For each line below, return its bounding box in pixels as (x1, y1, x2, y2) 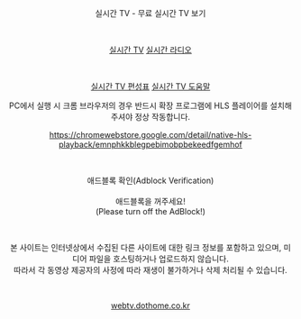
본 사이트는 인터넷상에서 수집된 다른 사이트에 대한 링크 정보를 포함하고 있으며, (9, 242, 282, 252)
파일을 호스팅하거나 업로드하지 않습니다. (88, 253, 229, 264)
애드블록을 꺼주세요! (115, 196, 186, 206)
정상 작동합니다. (134, 112, 191, 122)
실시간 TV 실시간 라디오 (108, 44, 193, 55)
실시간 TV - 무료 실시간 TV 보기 (95, 8, 206, 18)
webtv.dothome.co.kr (110, 300, 191, 311)
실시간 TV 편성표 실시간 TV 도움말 (90, 81, 211, 92)
